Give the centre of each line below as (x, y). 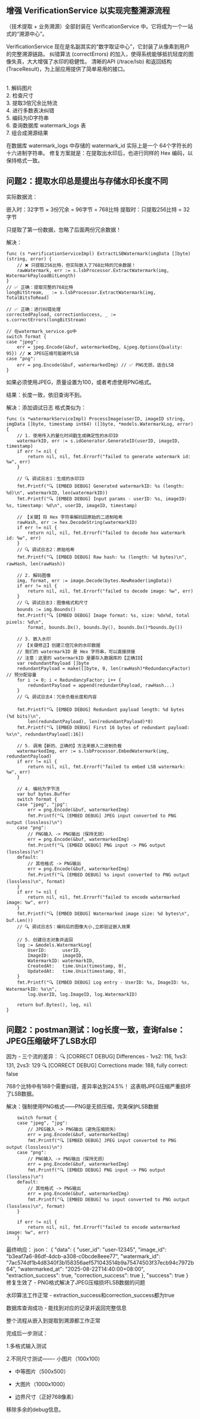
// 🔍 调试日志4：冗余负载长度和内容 (57, 697)
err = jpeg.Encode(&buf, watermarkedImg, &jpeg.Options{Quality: (100, 347)
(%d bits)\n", (24, 716)
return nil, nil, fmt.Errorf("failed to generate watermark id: (109, 456)
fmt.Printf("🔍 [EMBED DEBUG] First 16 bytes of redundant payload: (103, 727)
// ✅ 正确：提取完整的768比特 (40, 287)
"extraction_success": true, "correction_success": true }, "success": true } (97, 1275)
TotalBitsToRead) (28, 298)
